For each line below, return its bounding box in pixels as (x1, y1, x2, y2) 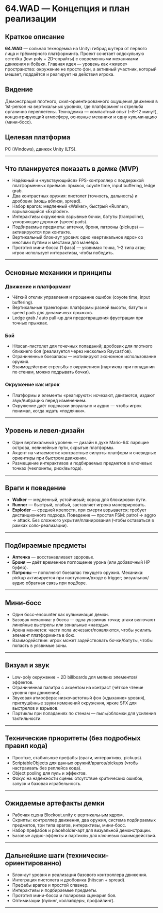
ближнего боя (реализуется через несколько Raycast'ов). (12, 348, 132, 354)
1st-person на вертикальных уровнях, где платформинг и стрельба (5, 103, 144, 109)
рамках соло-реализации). (12, 522, 68, 528)
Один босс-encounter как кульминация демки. (12, 611, 109, 617)
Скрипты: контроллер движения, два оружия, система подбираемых (12, 817, 156, 823)
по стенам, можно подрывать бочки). (12, 369, 91, 375)
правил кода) (5, 742, 48, 750)
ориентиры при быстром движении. (12, 455, 87, 461)
